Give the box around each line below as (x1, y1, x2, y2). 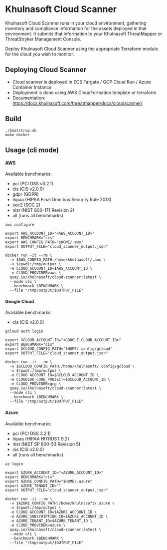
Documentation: (12, 95, 46, 101)
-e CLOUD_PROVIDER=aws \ (9, 270, 61, 276)
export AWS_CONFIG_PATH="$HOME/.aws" (5, 240, 84, 245)
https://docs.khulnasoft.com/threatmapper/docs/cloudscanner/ (12, 100, 143, 106)
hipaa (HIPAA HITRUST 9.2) (12, 435, 69, 441)
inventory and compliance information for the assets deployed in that (5, 25, 147, 31)
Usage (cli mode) (5, 146, 59, 154)
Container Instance (12, 84, 52, 90)
